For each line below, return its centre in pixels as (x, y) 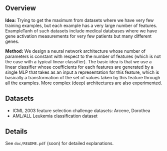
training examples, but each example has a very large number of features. (81, 25)
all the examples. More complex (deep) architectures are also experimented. (84, 83)
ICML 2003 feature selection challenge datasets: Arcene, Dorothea (81, 110)
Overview (21, 8)
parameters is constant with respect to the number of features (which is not (83, 56)
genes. (12, 41)
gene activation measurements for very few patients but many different (78, 36)
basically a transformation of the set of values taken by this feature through (83, 77)
